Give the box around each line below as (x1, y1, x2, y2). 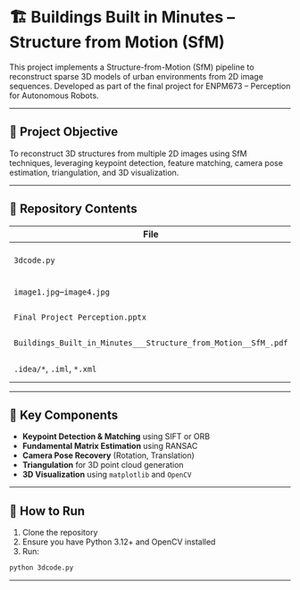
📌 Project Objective (9, 124, 119, 139)
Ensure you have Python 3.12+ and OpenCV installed (21, 536, 216, 547)
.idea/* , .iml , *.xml (13, 362, 97, 375)
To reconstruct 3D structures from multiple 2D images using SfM (9, 148, 247, 159)
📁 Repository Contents (9, 202, 138, 217)
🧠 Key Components (9, 407, 119, 422)
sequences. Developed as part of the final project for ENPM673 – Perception (9, 80, 291, 91)
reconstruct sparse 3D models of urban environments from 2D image (9, 71, 263, 81)
